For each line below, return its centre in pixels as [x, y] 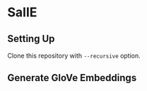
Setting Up [31, 39]
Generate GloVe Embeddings [72, 78]
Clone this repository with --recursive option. [74, 55]
